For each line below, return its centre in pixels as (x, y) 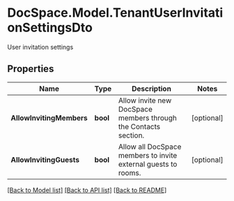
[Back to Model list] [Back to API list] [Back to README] (87, 190)
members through (148, 118)
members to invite (148, 155)
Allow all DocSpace (150, 147)
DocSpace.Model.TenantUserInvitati (115, 13)
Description (151, 89)
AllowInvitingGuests (45, 160)
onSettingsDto (50, 28)
